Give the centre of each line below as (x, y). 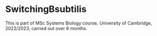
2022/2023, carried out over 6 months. (46, 28)
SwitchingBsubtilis (46, 9)
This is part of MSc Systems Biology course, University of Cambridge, (79, 23)
